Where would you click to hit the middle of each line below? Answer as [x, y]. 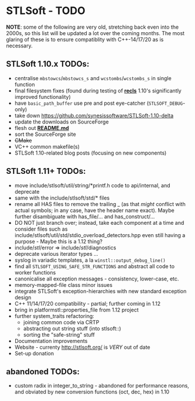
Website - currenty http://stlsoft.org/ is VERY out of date [82, 347]
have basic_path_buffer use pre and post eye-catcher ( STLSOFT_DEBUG [99, 103]
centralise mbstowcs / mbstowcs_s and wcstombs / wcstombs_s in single [93, 78]
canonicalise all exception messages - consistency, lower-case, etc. [97, 279]
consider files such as [41, 229]
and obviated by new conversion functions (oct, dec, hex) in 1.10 [92, 392]
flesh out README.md [42, 128]
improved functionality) [43, 97]
